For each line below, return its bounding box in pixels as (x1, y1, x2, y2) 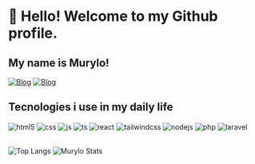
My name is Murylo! (8, 56, 110, 70)
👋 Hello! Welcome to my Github (8, 7, 218, 26)
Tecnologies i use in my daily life (8, 100, 173, 114)
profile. (8, 24, 58, 42)
